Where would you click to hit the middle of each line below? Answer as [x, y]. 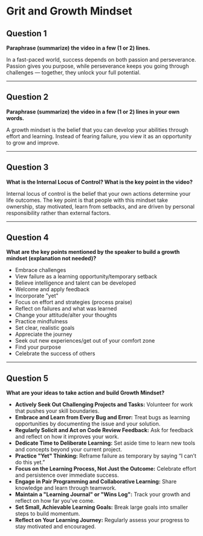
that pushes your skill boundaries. [57, 411]
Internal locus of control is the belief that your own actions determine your [98, 193]
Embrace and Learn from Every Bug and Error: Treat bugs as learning [102, 418]
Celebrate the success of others [55, 354]
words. [15, 118]
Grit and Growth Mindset [69, 11]
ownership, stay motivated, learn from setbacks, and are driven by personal [101, 206]
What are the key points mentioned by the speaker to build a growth [93, 252]
